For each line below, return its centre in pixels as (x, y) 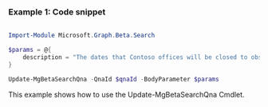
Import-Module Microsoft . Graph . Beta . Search (82, 36)
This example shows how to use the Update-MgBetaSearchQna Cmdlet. (126, 94)
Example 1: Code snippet (57, 12)
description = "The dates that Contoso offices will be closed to (135, 57)
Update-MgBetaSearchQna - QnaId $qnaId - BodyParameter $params (114, 79)
